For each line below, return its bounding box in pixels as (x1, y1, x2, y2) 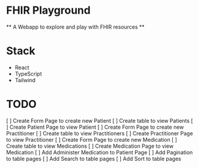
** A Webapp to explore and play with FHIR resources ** (6, 23, 145, 30)
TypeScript (14, 70, 42, 77)
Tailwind (14, 76, 36, 83)
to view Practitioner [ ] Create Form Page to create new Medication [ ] (6, 136, 178, 143)
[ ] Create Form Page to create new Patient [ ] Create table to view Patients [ (6, 117, 194, 124)
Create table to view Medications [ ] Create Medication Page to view (6, 142, 174, 150)
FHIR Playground (6, 4, 91, 17)
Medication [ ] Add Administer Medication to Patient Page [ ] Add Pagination (6, 148, 193, 155)
